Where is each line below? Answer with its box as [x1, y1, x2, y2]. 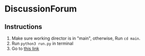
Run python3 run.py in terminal [11, 41, 74, 46]
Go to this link [11, 46, 39, 51]
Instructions [4, 23, 42, 31]
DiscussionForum [4, 3, 77, 14]
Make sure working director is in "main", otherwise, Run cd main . [11, 35, 141, 41]
